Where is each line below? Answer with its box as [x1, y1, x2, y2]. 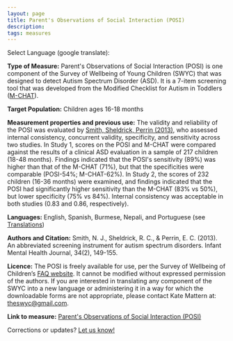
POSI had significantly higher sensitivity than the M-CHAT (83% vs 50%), [7, 185, 218, 193]
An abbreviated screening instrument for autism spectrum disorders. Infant [7, 241, 222, 250]
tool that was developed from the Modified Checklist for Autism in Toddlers [7, 84, 223, 92]
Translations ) [7, 220, 45, 229]
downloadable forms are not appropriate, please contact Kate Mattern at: [7, 292, 217, 300]
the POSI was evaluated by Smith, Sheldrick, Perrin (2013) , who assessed [7, 126, 218, 134]
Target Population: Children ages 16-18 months [7, 105, 144, 113]
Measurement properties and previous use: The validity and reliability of [7, 119, 218, 127]
